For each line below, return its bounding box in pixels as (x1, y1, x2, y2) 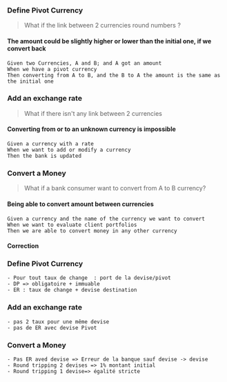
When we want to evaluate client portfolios (7, 221, 137, 228)
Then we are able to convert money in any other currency (7, 227, 177, 234)
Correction (7, 242, 39, 250)
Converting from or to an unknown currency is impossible (7, 125, 176, 133)
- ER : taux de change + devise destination (7, 287, 137, 294)
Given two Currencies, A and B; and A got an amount (7, 59, 162, 67)
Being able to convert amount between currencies (7, 199, 154, 208)
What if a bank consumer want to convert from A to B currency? (23, 184, 206, 192)
